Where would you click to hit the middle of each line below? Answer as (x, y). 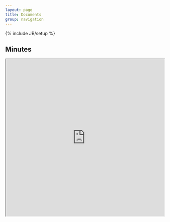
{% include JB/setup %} (30, 34)
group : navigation (24, 19)
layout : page (19, 10)
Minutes (18, 49)
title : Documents (23, 15)
